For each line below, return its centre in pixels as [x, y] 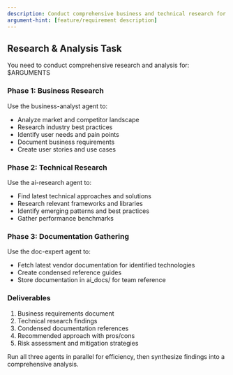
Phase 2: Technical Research [58, 167]
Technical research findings [57, 321]
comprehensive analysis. [43, 364]
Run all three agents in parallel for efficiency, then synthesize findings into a [116, 356]
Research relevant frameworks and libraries [80, 203]
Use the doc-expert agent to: [49, 251]
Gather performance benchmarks [65, 218]
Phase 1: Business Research [56, 91]
